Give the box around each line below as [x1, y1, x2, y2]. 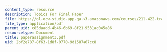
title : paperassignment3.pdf [5, 35, 66, 40]
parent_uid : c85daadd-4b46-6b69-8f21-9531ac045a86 [5, 26, 112, 31]
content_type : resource [5, 7, 55, 12]
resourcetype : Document [5, 30, 55, 35]
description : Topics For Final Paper [5, 12, 83, 17]
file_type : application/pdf [5, 21, 64, 26]
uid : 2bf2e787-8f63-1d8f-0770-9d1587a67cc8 [5, 40, 97, 45]
